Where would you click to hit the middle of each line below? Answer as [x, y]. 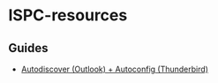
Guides [29, 48]
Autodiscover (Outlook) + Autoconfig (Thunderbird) [115, 69]
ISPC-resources [68, 15]
